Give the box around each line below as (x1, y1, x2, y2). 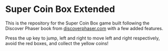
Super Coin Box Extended (5, 3, 115, 15)
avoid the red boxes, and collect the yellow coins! (5, 40, 109, 46)
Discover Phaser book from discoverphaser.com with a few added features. (5, 25, 163, 31)
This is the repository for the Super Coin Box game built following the (5, 20, 150, 26)
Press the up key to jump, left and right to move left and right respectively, (5, 35, 160, 41)
